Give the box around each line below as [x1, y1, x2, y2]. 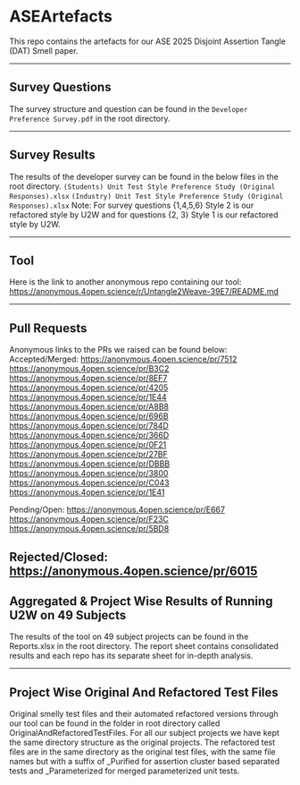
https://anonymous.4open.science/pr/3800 [9, 468, 169, 479]
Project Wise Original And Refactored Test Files [9, 685, 279, 700]
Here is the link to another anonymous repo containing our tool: [9, 277, 242, 287]
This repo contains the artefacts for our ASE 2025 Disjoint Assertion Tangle [9, 36, 287, 47]
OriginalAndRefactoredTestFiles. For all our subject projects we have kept [9, 728, 279, 738]
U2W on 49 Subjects [9, 607, 127, 623]
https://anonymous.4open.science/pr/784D [9, 421, 170, 431]
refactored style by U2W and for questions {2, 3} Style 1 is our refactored [9, 209, 279, 220]
